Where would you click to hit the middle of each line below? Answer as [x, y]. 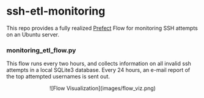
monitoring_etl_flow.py [41, 50]
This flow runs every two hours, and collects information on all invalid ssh [99, 64]
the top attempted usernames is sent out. [58, 77]
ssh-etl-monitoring [56, 11]
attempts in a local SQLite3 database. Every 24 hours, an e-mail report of [98, 70]
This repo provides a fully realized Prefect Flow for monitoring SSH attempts [102, 28]
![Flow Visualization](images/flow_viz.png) [103, 88]
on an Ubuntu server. [33, 34]
